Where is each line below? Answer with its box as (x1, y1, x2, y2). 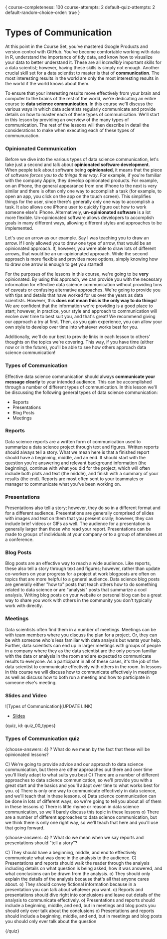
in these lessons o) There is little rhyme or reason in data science (5, 804, 139, 810)
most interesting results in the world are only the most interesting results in (5, 75, 159, 81)
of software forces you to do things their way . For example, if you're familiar (5, 172, 161, 179)
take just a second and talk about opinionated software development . (5, 162, 150, 168)
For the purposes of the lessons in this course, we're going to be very (5, 271, 149, 277)
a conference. (5, 537, 34, 543)
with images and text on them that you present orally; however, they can (5, 516, 154, 522)
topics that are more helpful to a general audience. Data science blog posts (5, 576, 160, 582)
